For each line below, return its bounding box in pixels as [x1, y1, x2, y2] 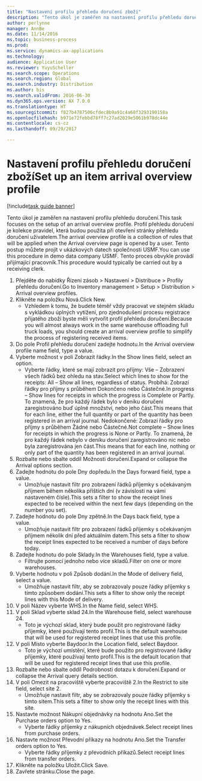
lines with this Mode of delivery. [24, 596, 104, 603]
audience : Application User [7, 59, 77, 65]
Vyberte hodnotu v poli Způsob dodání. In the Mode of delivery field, [15, 570, 183, 577]
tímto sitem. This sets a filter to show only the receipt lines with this [24, 698, 189, 705]
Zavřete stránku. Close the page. [15, 768, 95, 775]
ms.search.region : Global [7, 76, 71, 82]
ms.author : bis [7, 87, 45, 93]
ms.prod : [7, 43, 29, 49]
